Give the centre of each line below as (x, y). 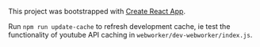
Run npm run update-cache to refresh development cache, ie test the (119, 26)
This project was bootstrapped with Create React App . (97, 11)
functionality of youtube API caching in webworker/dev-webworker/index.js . (130, 35)
